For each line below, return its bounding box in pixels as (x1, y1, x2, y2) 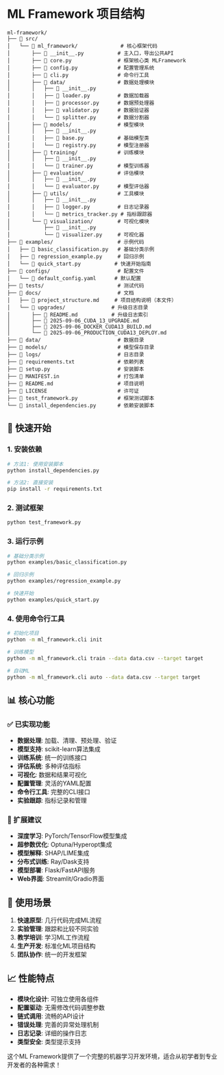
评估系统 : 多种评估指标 (16, 762, 81, 770)
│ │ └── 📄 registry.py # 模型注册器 (7, 142, 149, 149)
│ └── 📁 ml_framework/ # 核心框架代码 (7, 42, 158, 49)
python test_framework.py (7, 519, 81, 526)
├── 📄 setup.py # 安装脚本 (7, 366, 145, 372)
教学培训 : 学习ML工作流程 (16, 933, 90, 941)
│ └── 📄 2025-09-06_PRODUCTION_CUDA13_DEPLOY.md (7, 329, 167, 336)
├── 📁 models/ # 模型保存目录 (7, 344, 155, 351)
